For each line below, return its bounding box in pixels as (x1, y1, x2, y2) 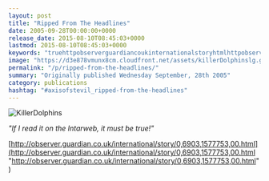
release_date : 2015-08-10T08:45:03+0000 (8, 34, 146, 42)
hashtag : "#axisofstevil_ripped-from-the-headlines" (8, 86, 188, 95)
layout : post (8, 11, 52, 20)
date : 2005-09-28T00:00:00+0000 (8, 26, 116, 34)
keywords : (8, 49, 42, 57)
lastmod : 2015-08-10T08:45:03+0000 (8, 42, 127, 50)
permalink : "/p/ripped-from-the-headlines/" (8, 64, 159, 72)
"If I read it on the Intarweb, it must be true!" (8, 123, 155, 133)
